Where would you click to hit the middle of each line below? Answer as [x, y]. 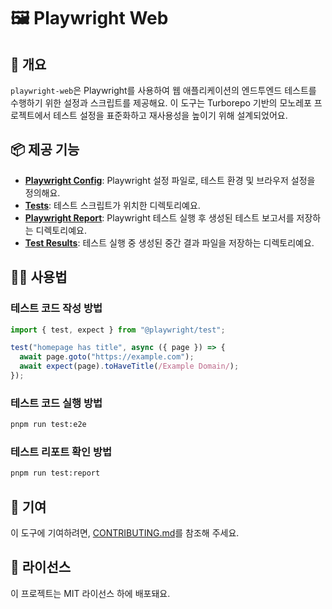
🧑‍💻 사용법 [39, 277]
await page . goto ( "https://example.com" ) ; [107, 357]
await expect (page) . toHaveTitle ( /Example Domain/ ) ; [129, 366]
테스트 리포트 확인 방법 [61, 452]
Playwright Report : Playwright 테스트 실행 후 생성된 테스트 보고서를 [159, 217]
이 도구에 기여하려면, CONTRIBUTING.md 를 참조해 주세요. [125, 533]
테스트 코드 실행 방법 [56, 403]
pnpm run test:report [55, 473]
